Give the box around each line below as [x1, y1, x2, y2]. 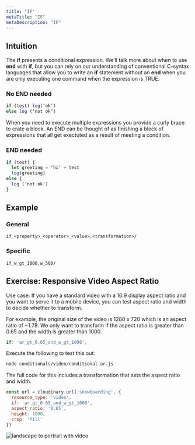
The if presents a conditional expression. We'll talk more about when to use [6, 57, 188, 64]
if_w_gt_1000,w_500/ [6, 260, 57, 266]
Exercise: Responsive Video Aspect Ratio [6, 276, 159, 287]
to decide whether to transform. [6, 304, 83, 311]
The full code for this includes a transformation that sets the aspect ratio [6, 372, 180, 379]
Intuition [6, 41, 37, 51]
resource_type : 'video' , [11, 395, 72, 401]
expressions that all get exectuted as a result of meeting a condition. [6, 132, 170, 139]
